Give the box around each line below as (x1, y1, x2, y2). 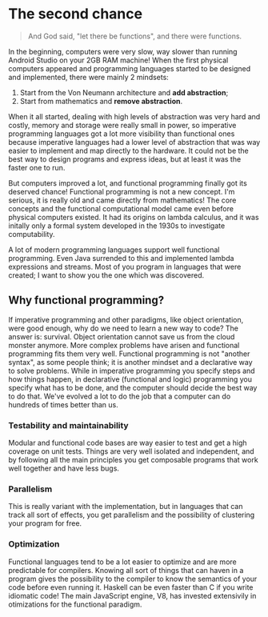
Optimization (8, 539, 60, 550)
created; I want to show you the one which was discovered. (8, 270, 205, 280)
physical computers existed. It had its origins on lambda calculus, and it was (8, 212, 259, 222)
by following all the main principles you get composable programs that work (8, 455, 258, 465)
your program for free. (8, 519, 82, 528)
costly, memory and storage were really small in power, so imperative (8, 120, 237, 130)
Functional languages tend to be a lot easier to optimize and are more (8, 557, 238, 567)
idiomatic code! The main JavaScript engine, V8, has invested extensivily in (8, 591, 257, 600)
